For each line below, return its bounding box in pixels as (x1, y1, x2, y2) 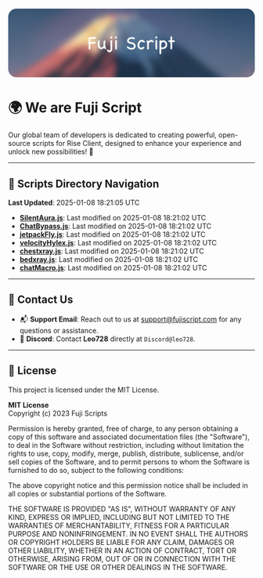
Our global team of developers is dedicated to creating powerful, (8, 130, 217, 140)
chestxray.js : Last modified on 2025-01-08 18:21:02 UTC (19, 246, 205, 256)
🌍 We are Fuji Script (8, 99, 142, 117)
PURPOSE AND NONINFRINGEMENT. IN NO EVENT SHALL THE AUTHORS (8, 529, 249, 538)
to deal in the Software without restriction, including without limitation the (8, 440, 244, 449)
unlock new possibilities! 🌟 (8, 147, 94, 157)
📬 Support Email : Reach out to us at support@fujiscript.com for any (19, 314, 242, 324)
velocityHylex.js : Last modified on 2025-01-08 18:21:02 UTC (19, 238, 218, 248)
